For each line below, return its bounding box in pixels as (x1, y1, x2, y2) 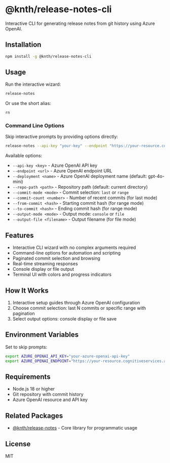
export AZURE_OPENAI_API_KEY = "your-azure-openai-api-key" (5, 353, 130, 359)
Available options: (5, 153, 42, 159)
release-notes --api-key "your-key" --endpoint (5, 144, 108, 149)
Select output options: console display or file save (12, 315, 117, 322)
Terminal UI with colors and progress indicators (12, 271, 112, 277)
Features (5, 231, 34, 239)
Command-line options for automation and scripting (12, 250, 121, 256)
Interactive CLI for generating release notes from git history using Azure (5, 20, 155, 26)
